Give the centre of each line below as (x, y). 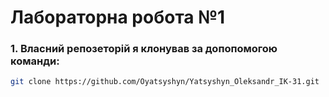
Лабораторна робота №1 (118, 17)
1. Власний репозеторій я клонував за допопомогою (144, 49)
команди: (35, 61)
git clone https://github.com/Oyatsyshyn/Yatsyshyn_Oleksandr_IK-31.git (165, 82)
